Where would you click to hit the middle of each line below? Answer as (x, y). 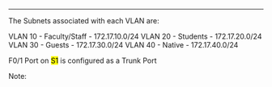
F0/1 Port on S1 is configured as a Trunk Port (83, 60)
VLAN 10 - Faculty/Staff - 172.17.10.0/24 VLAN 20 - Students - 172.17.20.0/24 (135, 36)
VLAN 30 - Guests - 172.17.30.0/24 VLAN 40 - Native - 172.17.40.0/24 (123, 45)
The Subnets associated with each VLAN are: (84, 21)
